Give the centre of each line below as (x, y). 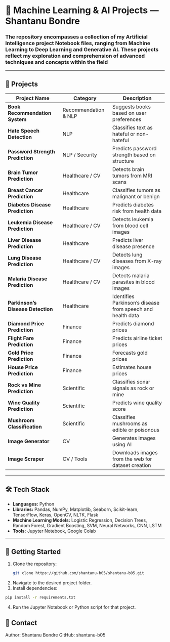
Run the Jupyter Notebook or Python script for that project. (74, 607)
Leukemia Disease (30, 223)
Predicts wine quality (137, 403)
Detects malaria (131, 276)
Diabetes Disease (29, 205)
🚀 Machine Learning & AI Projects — (82, 10)
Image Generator (29, 441)
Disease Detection (30, 309)
